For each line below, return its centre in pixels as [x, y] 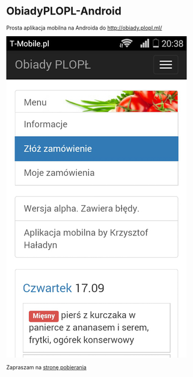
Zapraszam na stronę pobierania [47, 367]
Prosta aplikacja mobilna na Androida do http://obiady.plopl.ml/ [84, 28]
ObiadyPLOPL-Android [64, 11]
